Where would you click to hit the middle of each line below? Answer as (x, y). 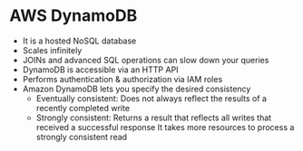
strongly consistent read (82, 137)
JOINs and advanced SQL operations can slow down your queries (146, 60)
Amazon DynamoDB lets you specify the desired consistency (137, 89)
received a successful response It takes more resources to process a (165, 127)
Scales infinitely (52, 50)
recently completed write (83, 108)
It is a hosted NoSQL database (79, 41)
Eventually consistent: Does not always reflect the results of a (151, 98)
